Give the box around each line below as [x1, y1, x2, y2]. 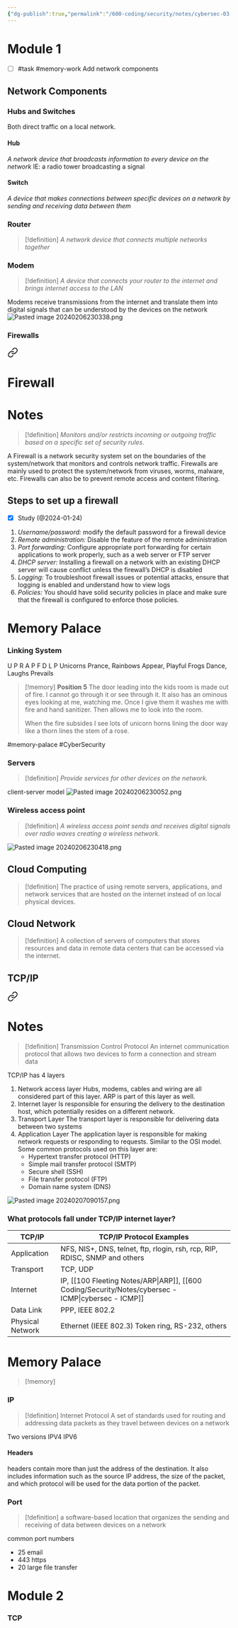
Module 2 [7, 1588, 64, 1604]
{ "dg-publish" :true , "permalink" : [7, 10, 106, 18]
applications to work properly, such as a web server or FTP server [17, 550, 211, 559]
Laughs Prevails [7, 669, 54, 678]
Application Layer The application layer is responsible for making [17, 1130, 208, 1139]
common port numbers [7, 1535, 74, 1543]
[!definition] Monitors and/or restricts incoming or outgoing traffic [24, 430, 217, 439]
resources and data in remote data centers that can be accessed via [24, 944, 225, 952]
